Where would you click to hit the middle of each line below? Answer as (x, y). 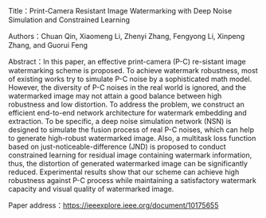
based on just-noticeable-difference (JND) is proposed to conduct (117, 146)
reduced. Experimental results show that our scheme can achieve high (124, 172)
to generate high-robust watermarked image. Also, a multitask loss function (132, 138)
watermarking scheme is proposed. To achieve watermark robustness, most (133, 70)
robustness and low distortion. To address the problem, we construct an (126, 104)
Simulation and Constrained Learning (69, 20)
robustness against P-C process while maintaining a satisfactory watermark (132, 180)
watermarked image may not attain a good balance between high (115, 96)
